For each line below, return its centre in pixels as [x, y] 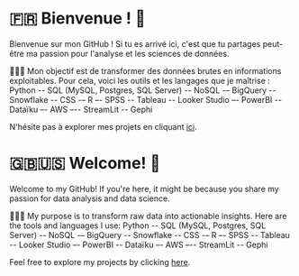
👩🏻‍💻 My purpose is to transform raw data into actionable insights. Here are [148, 216]
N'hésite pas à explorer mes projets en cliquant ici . [104, 126]
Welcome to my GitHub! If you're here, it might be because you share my [144, 189]
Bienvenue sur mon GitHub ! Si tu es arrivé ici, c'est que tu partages [135, 43]
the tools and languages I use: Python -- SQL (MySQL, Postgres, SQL [138, 225]
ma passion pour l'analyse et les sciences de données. [127, 53]
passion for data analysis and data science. [90, 198]
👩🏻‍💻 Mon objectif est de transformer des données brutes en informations [145, 70]
